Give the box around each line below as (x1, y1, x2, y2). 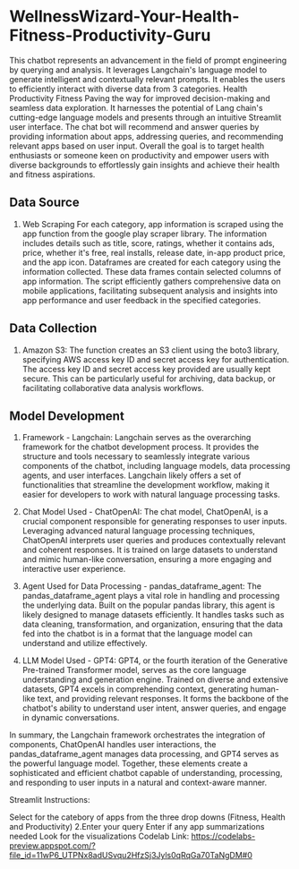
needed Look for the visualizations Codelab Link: (9, 831, 190, 842)
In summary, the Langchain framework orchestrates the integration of (9, 729, 266, 740)
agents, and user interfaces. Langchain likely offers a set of (21, 470, 242, 481)
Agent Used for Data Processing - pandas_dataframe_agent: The (21, 581, 262, 592)
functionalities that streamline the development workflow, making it (21, 480, 270, 490)
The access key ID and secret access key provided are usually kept (21, 363, 271, 374)
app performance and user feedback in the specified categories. (21, 294, 261, 305)
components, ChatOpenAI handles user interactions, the (9, 739, 217, 750)
